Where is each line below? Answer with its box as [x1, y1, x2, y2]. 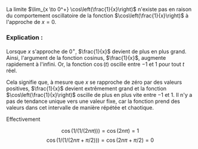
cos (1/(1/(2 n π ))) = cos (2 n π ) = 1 [61, 127, 140, 134]
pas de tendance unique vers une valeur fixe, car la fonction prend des [6, 98, 180, 105]
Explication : [6, 33, 43, 41]
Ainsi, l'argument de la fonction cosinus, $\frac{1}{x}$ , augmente [6, 54, 166, 61]
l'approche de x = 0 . [6, 19, 57, 25]
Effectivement [6, 115, 41, 123]
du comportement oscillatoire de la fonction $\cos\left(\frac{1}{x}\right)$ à [6, 12, 189, 19]
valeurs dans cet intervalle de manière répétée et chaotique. [6, 104, 154, 111]
